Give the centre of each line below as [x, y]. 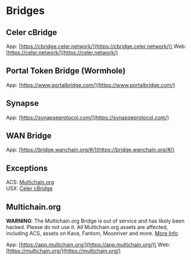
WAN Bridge [29, 136]
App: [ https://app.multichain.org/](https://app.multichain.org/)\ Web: [88, 245]
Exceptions [27, 168]
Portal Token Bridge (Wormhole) [66, 71]
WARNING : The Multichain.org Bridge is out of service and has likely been [95, 221]
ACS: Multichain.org [30, 182]
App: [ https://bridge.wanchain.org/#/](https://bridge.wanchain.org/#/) [90, 150]
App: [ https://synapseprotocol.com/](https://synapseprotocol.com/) [88, 117]
